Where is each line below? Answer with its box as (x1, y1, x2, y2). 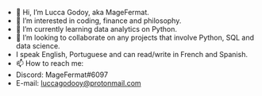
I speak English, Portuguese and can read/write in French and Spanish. (15, 50, 249, 59)
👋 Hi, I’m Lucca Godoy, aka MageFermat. (15, 8, 149, 17)
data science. (15, 41, 61, 51)
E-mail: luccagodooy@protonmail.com (15, 79, 141, 87)
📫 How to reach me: (15, 59, 84, 67)
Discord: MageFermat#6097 (15, 70, 109, 79)
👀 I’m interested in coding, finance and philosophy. (15, 16, 182, 25)
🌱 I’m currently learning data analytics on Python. (15, 25, 177, 33)
